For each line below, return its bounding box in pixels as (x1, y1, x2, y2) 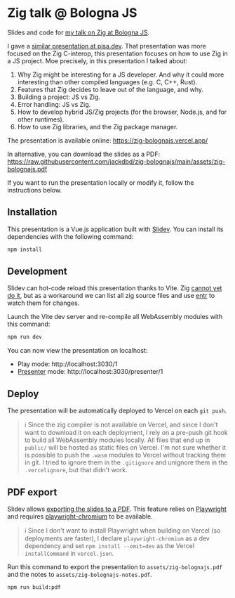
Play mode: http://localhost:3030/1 (17, 360, 118, 368)
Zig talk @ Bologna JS (7, 5, 137, 21)
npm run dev (7, 334, 42, 341)
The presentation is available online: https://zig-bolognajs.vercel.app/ (7, 136, 208, 145)
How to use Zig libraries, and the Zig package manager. (17, 122, 178, 131)
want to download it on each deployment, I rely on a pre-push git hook (24, 429, 228, 437)
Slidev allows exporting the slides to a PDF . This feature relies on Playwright (7, 505, 227, 513)
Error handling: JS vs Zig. (17, 100, 91, 108)
